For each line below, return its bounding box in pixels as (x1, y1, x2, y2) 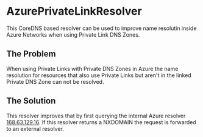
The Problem (6, 49, 56, 59)
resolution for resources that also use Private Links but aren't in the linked (6, 72, 192, 79)
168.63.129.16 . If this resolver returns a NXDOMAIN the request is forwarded (6, 118, 196, 126)
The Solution (6, 96, 56, 106)
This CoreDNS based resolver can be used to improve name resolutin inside (6, 24, 197, 32)
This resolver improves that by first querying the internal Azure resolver (6, 112, 186, 119)
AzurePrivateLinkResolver (6, 4, 142, 18)
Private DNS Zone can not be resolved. (6, 78, 104, 85)
